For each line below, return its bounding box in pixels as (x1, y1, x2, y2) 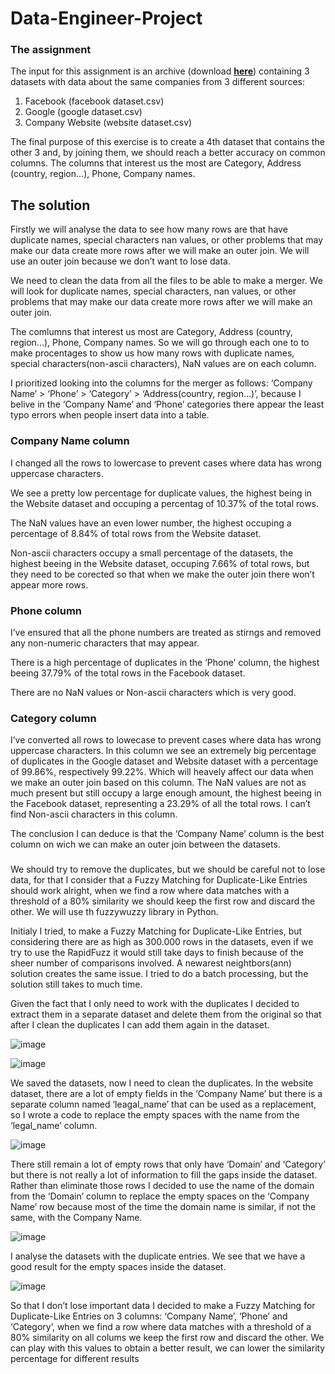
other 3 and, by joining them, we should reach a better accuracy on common (10, 147, 326, 159)
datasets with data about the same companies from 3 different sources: (10, 76, 305, 88)
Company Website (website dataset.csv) (24, 117, 193, 129)
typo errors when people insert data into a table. (10, 409, 210, 421)
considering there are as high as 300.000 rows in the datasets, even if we (10, 936, 314, 948)
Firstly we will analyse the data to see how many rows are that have (10, 223, 288, 236)
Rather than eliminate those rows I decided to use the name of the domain (10, 1180, 315, 1192)
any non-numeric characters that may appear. (10, 637, 200, 649)
